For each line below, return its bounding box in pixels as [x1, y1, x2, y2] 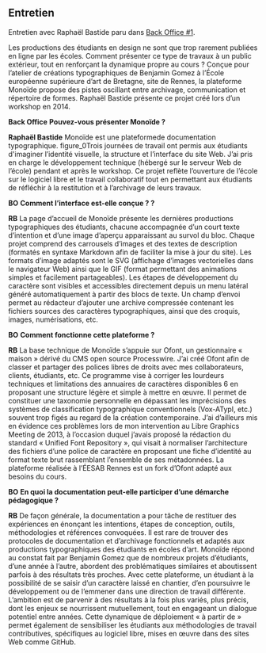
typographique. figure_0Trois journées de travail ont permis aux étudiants [8, 140, 248, 150]
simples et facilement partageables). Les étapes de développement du [8, 273, 239, 282]
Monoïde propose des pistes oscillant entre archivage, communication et [8, 85, 246, 94]
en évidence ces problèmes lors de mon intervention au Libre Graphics [8, 421, 240, 430]
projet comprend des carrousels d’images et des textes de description [8, 239, 237, 248]
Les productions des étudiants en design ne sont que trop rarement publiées [8, 43, 258, 52]
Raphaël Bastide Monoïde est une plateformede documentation [8, 132, 216, 142]
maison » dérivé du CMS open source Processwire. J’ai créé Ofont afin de [8, 353, 249, 363]
